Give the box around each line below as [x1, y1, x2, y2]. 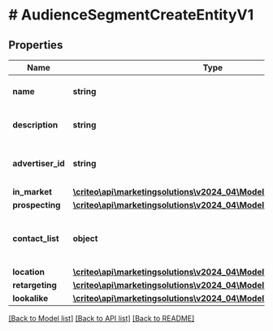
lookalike [12, 293, 49, 303]
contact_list [12, 233, 59, 244]
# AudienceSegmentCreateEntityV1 [8, 6, 254, 24]
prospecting [12, 200, 61, 210]
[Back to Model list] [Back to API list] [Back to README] [8, 314, 195, 323]
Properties [8, 38, 63, 52]
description [12, 119, 58, 131]
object [72, 233, 98, 244]
